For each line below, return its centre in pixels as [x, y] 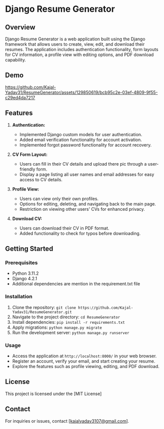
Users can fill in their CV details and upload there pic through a [83, 164]
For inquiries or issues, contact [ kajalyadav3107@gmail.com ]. [67, 421]
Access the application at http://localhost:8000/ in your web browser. [84, 356]
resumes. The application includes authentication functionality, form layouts [82, 49]
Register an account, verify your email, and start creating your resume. [84, 361]
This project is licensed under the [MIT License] [54, 394]
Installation [19, 297]
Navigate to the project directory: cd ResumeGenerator [66, 317]
